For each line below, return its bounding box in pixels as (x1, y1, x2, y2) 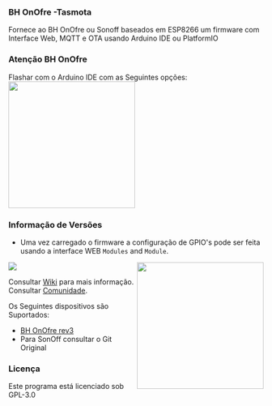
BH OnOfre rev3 (19, 325, 74, 335)
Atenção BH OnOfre (8, 53, 87, 65)
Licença (8, 363, 40, 374)
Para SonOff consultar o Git (19, 334, 113, 344)
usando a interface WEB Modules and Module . (19, 246, 169, 255)
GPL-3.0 (8, 390, 36, 400)
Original (19, 343, 47, 353)
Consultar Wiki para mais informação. (8, 276, 134, 286)
